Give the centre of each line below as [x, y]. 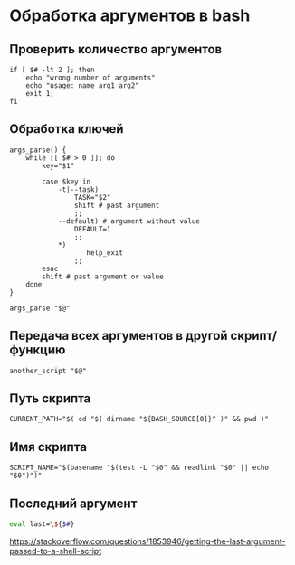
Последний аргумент [73, 503]
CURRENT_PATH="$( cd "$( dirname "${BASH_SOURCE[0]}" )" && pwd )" [139, 419]
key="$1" [58, 165]
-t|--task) [78, 189]
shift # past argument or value [103, 277]
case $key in [67, 182]
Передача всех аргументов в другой [119, 336]
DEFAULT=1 [92, 229]
